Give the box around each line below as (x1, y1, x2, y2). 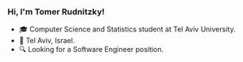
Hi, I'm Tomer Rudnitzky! (7, 6, 105, 17)
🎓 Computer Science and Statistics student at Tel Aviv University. (18, 24, 236, 34)
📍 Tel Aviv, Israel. (18, 36, 75, 46)
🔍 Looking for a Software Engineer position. (18, 45, 164, 54)
